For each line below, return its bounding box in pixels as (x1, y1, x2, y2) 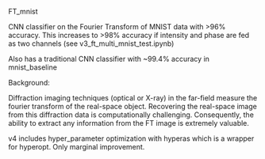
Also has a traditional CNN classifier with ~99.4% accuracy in (8, 55, 210, 63)
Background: (8, 78, 50, 87)
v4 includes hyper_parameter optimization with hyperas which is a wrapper (8, 134, 255, 143)
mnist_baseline (8, 62, 58, 72)
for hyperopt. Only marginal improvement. (8, 142, 145, 151)
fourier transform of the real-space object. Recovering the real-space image (8, 102, 258, 111)
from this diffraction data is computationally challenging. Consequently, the (8, 110, 254, 119)
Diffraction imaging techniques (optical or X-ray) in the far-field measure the (8, 93, 258, 102)
